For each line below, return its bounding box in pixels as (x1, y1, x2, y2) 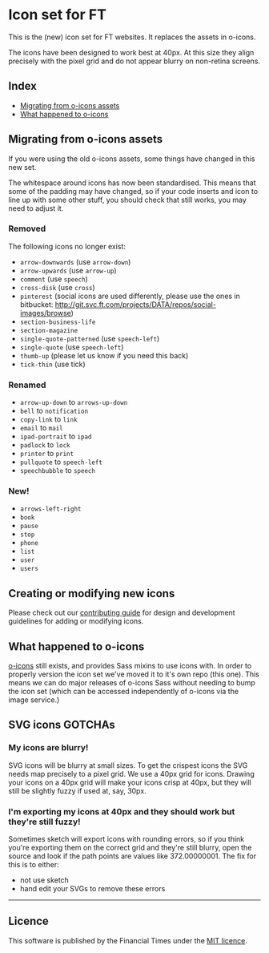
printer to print (19, 449, 74, 458)
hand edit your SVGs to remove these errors (19, 884, 166, 894)
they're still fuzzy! (8, 816, 82, 827)
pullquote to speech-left (19, 457, 102, 466)
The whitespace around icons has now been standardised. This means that (8, 178, 256, 188)
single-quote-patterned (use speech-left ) (19, 333, 160, 343)
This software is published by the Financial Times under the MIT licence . (8, 935, 248, 945)
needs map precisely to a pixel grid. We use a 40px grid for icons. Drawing (8, 769, 255, 778)
